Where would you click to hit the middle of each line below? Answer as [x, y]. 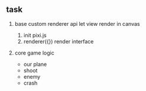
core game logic [34, 53]
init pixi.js [35, 35]
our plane [35, 64]
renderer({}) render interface [59, 41]
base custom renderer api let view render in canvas [77, 23]
